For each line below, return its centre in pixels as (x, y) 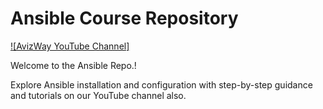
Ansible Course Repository (124, 18)
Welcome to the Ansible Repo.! (73, 65)
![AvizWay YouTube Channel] (70, 46)
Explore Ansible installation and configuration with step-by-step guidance (161, 84)
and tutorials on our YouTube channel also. (98, 95)
